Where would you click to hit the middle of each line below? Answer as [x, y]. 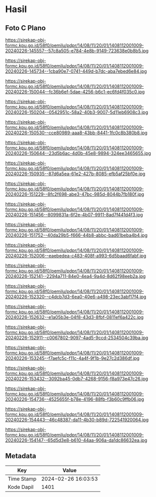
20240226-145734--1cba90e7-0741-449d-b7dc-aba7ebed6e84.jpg [76, 71]
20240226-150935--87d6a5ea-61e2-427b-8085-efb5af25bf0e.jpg [75, 174]
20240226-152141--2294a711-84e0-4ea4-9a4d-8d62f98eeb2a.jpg [75, 276]
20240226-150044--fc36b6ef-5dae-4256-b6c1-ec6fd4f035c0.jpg [75, 92]
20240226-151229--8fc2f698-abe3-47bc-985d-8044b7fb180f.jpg [75, 194]
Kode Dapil [21, 487]
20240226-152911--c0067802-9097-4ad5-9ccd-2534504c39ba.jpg [77, 338]
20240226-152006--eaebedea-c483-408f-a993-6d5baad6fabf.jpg [76, 256]
